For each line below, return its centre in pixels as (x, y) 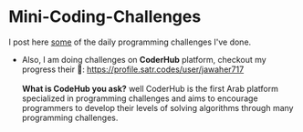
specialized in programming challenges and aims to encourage (140, 98)
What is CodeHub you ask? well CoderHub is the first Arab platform (150, 88)
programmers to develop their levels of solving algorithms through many (157, 107)
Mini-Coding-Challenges (105, 17)
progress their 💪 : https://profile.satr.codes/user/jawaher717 (133, 69)
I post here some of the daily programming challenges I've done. (130, 42)
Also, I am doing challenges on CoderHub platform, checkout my (144, 59)
